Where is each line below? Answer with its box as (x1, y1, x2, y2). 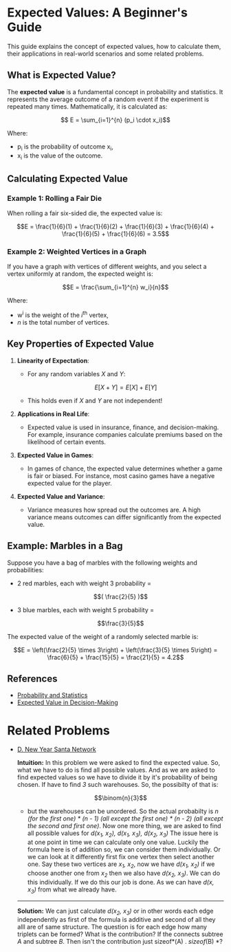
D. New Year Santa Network (16, 745, 96, 754)
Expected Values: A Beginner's (7, 5, 188, 21)
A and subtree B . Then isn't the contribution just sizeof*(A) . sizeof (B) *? (16, 938, 223, 946)
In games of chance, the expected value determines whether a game (27, 464, 223, 473)
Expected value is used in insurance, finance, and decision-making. (27, 423, 219, 431)
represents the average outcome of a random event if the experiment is (7, 95, 210, 103)
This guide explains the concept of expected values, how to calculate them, (7, 42, 221, 50)
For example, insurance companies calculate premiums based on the (27, 430, 223, 438)
